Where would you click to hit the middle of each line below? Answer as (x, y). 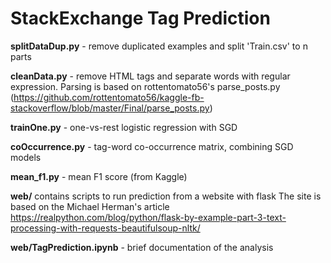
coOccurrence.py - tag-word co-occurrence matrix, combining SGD (152, 146)
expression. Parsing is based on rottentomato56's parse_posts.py (145, 86)
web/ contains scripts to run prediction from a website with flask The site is (166, 196)
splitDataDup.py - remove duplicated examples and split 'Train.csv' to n (159, 46)
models (26, 157)
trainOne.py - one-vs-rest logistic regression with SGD (124, 127)
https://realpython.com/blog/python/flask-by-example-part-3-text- (148, 217)
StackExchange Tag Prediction (140, 18)
